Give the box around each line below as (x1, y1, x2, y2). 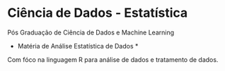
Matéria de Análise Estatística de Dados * (17, 41, 139, 50)
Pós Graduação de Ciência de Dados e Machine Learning (7, 28, 175, 37)
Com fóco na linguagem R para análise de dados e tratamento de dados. (7, 55, 219, 64)
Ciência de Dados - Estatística (7, 5, 188, 21)
